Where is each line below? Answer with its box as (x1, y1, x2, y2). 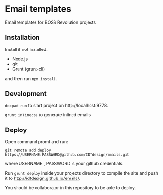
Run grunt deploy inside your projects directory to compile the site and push (5, 170, 158, 176)
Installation (5, 33, 40, 42)
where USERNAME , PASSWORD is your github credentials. (5, 161, 124, 167)
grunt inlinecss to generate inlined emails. (5, 112, 92, 117)
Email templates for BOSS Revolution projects (5, 19, 96, 25)
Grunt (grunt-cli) (12, 66, 45, 72)
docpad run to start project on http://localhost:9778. (5, 102, 108, 108)
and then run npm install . (5, 75, 57, 81)
